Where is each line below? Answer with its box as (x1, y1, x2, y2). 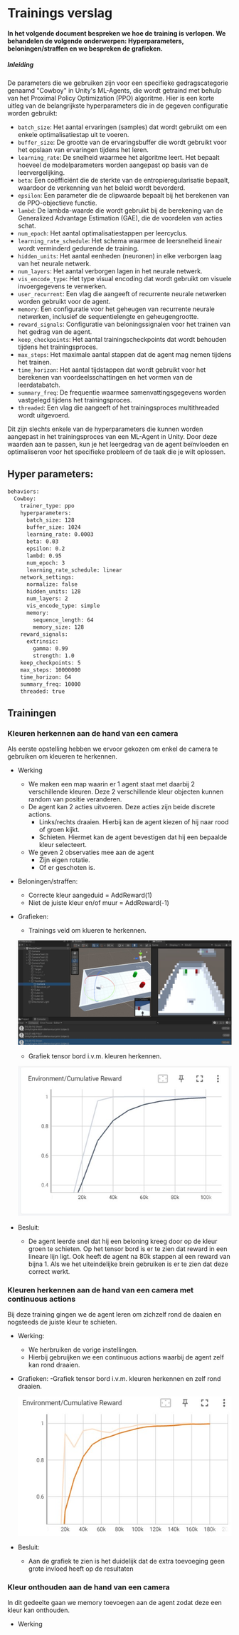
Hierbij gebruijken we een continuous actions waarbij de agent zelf (28, 1353, 224, 1362)
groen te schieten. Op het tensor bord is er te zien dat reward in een (28, 1245, 228, 1253)
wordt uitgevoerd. (17, 410, 70, 419)
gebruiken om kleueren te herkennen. (7, 752, 117, 761)
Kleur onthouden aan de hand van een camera (7, 1582, 171, 1592)
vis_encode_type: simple (26, 602, 100, 609)
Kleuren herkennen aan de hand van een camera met (7, 1285, 194, 1295)
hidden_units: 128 (26, 587, 81, 595)
